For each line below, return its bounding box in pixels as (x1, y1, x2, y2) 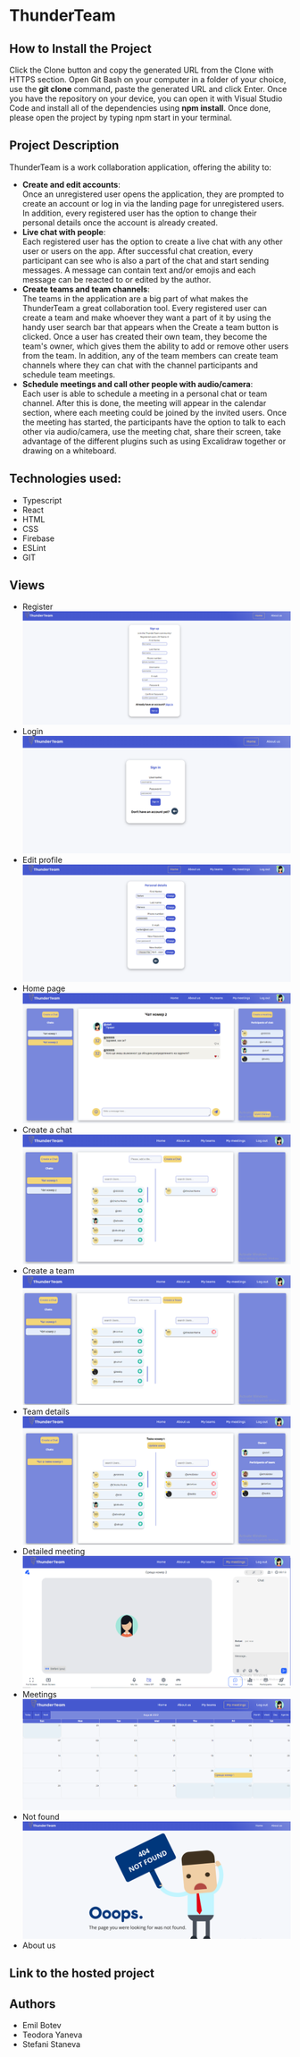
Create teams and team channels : (21, 284, 150, 294)
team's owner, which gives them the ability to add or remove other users (21, 341, 289, 351)
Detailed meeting (21, 1545, 86, 1556)
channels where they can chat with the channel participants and (21, 360, 259, 370)
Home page (21, 983, 66, 994)
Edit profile (21, 855, 62, 866)
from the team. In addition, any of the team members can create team (21, 350, 279, 360)
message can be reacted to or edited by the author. (21, 274, 212, 284)
